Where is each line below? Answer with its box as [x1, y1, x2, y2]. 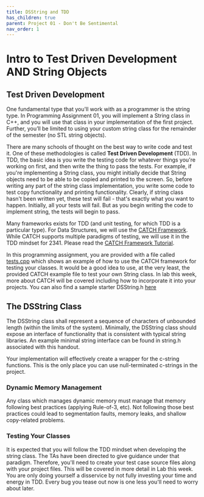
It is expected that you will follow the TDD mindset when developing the [6, 446, 186, 453]
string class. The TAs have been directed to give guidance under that [6, 452, 180, 459]
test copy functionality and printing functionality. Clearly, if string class [6, 188, 184, 196]
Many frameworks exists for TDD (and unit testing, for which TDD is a [6, 220, 181, 227]
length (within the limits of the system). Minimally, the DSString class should [6, 324, 197, 331]
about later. [6, 484, 35, 492]
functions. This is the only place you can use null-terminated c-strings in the [6, 362, 198, 369]
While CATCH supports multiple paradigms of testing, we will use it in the [6, 233, 190, 240]
